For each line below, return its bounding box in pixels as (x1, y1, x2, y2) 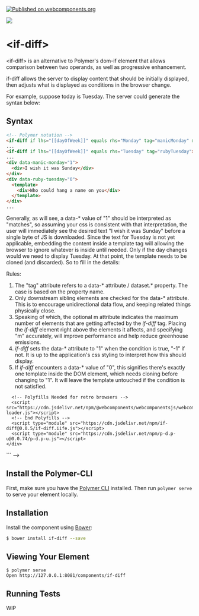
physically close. (14, 307, 56, 314)
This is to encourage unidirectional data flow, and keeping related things (14, 301, 191, 308)
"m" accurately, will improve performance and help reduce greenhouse (14, 333, 188, 339)
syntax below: (6, 99, 40, 106)
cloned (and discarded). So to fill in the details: (6, 259, 120, 266)
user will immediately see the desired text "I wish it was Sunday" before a (6, 228, 185, 234)
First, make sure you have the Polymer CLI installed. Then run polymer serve (6, 484, 192, 491)
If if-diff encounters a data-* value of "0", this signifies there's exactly (14, 364, 185, 371)
